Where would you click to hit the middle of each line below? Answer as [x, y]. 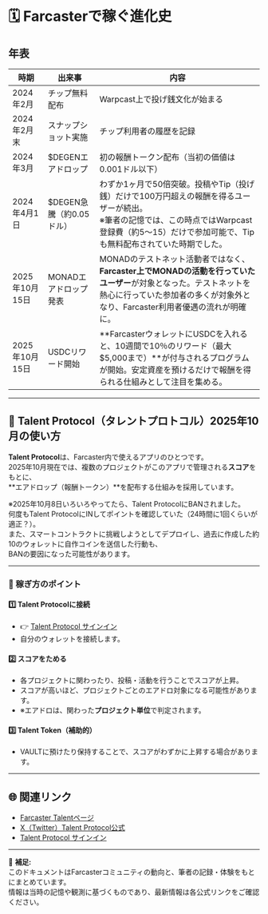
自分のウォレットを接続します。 [72, 638]
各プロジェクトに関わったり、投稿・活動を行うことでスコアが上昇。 [131, 681]
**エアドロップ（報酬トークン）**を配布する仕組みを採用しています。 [123, 487]
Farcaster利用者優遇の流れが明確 [185, 307]
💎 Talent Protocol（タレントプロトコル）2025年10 [134, 421]
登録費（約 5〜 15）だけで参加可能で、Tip [177, 232]
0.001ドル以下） [131, 169]
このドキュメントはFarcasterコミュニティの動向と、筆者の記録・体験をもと [132, 872]
